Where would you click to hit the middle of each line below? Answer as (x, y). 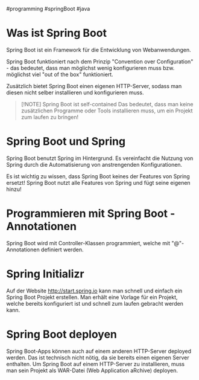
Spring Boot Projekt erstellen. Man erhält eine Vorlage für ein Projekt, (92, 297)
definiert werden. (62, 250)
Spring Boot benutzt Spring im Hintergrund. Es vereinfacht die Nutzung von (100, 158)
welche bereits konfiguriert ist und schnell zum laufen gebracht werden (95, 303)
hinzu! (14, 189)
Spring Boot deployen (62, 334)
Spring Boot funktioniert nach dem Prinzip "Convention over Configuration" (100, 61)
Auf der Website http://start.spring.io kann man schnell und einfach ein (94, 291)
